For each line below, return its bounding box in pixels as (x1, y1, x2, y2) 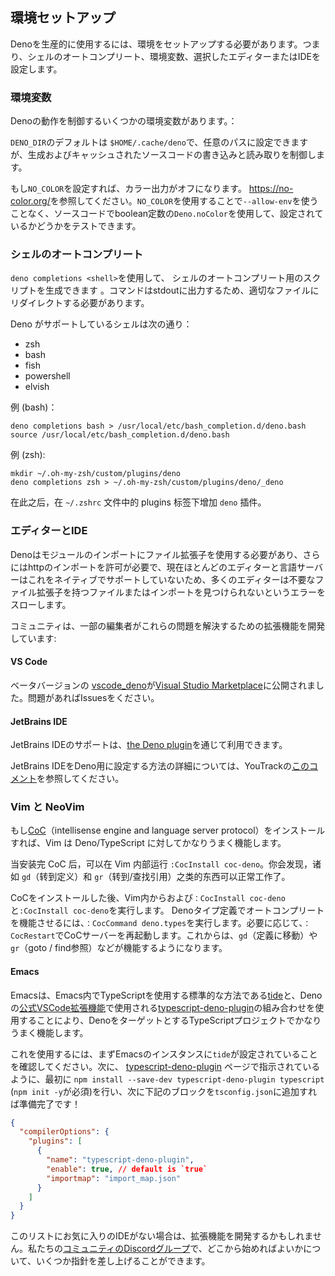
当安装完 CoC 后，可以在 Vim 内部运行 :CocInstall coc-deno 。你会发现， (10, 858, 313, 870)
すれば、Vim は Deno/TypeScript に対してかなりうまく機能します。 (10, 837, 287, 849)
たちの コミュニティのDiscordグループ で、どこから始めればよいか (36, 1243, 304, 1255)
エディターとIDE (10, 524, 88, 538)
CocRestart (10, 931, 56, 942)
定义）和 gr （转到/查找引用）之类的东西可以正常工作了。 (56, 871, 291, 883)
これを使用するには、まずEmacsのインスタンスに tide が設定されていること (10, 1048, 318, 1060)
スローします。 (10, 598, 72, 610)
